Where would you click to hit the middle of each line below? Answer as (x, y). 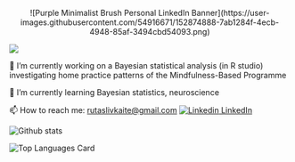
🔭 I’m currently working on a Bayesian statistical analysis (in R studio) (136, 65)
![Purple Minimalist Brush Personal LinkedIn (110, 13)
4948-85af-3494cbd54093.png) (150, 32)
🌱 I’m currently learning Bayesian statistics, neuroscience (115, 92)
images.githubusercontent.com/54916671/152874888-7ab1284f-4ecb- (150, 22)
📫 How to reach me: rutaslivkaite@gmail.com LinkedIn (131, 110)
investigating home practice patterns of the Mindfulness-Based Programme (148, 75)
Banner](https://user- (230, 13)
